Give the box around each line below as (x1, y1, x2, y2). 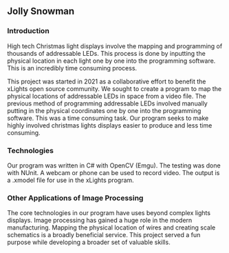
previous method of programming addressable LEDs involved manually (7, 99, 208, 108)
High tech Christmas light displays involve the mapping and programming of (7, 41, 223, 50)
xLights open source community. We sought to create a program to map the (7, 84, 222, 92)
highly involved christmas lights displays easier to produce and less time (7, 121, 212, 130)
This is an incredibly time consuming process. (7, 63, 138, 72)
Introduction (7, 26, 50, 36)
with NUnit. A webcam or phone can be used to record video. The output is (7, 168, 220, 176)
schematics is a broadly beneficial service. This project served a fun (7, 231, 201, 239)
